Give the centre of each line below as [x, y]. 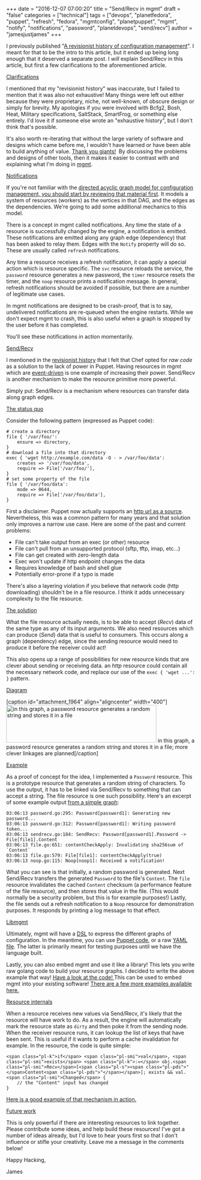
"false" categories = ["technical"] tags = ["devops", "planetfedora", [89, 15]
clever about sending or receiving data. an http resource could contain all [97, 666]
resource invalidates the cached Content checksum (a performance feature [99, 885]
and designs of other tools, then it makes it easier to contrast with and [93, 158]
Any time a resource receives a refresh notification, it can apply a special [96, 262]
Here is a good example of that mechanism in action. [71, 1099]
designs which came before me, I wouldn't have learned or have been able [98, 145]
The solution [22, 610]
